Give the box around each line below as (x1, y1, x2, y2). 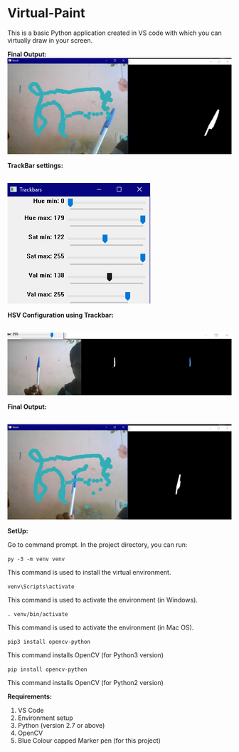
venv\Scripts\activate (7, 583, 75, 590)
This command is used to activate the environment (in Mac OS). (7, 623, 194, 632)
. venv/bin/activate (7, 610, 69, 617)
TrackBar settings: (7, 162, 64, 169)
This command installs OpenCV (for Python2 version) (7, 678, 164, 686)
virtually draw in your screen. (7, 36, 93, 44)
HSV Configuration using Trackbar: (7, 311, 114, 319)
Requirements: (7, 692, 52, 701)
